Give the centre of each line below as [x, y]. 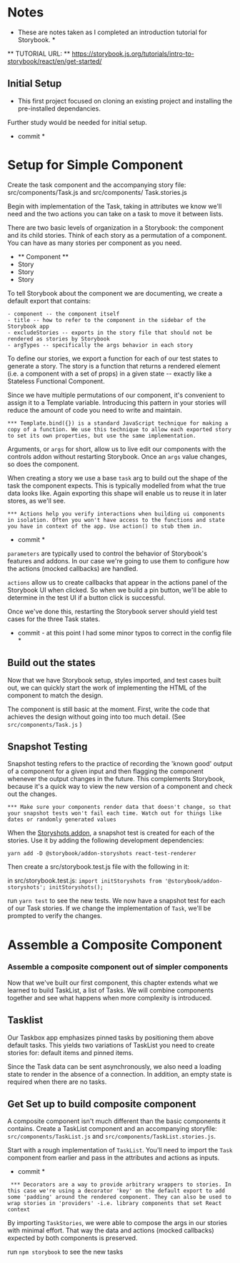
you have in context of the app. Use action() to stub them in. [105, 526]
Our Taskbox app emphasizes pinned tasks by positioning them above [111, 1037]
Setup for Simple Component [95, 165]
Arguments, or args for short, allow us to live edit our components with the [117, 449]
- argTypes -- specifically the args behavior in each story [100, 345]
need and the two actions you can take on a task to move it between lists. [115, 213]
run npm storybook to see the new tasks [65, 1252]
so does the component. [44, 464]
